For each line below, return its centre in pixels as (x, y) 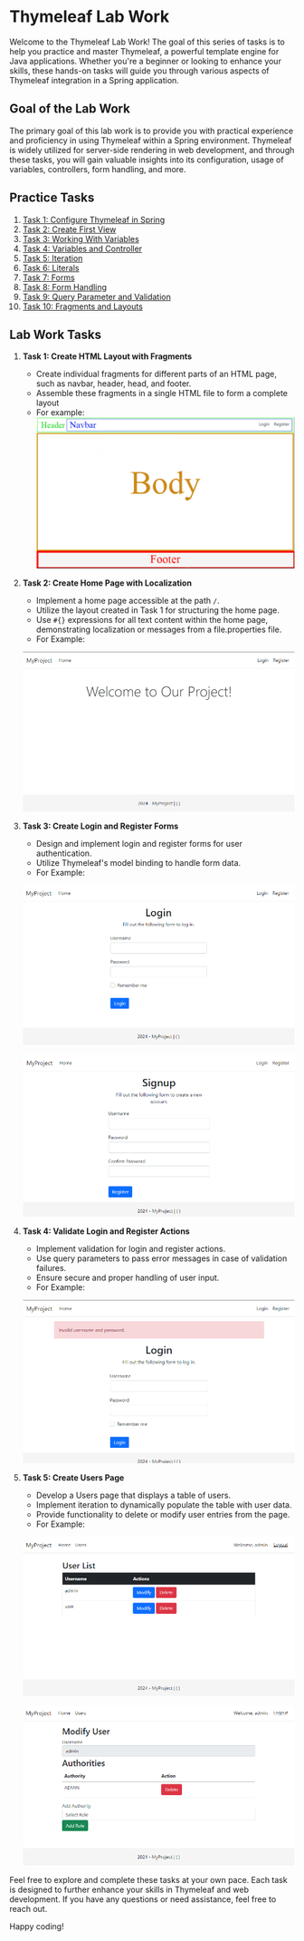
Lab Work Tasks (56, 334)
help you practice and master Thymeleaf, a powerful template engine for (144, 51)
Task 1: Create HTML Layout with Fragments (107, 356)
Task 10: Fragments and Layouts (82, 306)
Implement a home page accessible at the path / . (128, 600)
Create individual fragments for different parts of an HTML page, (157, 374)
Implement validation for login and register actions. (131, 1248)
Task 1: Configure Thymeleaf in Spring (94, 219)
